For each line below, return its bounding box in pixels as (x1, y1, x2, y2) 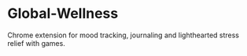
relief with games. (7, 38, 66, 47)
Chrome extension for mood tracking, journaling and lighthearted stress (7, 30, 239, 40)
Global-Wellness (7, 5, 119, 23)
